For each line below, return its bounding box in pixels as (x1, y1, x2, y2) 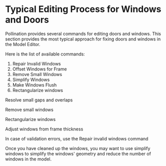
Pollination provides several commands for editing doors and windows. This (5, 30, 161, 36)
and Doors (5, 14, 49, 25)
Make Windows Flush (12, 81, 57, 88)
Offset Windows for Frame (12, 66, 67, 72)
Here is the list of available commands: (5, 51, 85, 57)
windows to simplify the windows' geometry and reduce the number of (5, 150, 151, 156)
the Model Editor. (5, 41, 40, 47)
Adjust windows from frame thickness (5, 126, 83, 132)
